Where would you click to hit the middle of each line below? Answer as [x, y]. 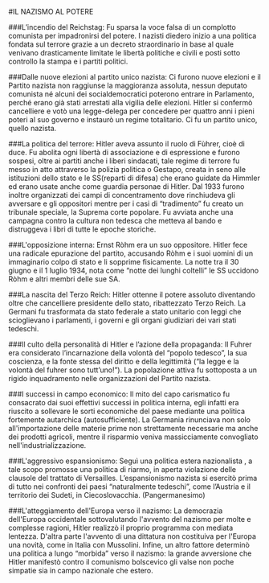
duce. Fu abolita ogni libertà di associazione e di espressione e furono [124, 152]
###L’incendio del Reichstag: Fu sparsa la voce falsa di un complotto [122, 27]
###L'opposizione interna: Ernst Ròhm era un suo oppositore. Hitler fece [128, 245]
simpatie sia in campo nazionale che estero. [81, 571]
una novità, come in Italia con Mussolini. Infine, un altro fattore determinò [129, 545]
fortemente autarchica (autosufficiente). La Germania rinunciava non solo [130, 420]
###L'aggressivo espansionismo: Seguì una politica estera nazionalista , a [130, 461]
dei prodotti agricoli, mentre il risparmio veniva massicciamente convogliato [133, 437]
